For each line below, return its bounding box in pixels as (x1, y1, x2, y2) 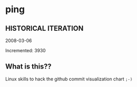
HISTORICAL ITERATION (5, 24, 84, 33)
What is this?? (5, 62, 52, 71)
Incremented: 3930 (5, 48, 46, 53)
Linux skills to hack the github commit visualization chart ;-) (5, 76, 133, 82)
